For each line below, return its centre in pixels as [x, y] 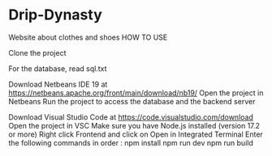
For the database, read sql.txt [58, 68]
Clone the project [37, 53]
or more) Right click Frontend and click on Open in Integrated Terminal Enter [136, 134]
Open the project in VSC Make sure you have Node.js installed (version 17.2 [134, 125]
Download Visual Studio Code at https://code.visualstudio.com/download [131, 117]
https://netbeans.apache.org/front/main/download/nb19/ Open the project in [136, 93]
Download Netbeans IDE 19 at [58, 84]
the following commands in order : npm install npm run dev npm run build [131, 142]
